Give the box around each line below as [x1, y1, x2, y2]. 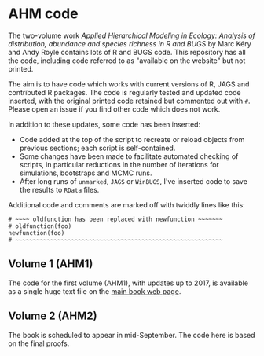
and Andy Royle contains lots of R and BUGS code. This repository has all [8, 47, 246, 57]
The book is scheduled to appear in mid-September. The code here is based [8, 330, 255, 339]
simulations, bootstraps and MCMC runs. [19, 168, 152, 178]
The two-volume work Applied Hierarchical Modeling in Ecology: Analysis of [8, 31, 255, 40]
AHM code [8, 5, 79, 23]
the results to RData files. [19, 185, 100, 194]
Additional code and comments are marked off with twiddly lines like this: [8, 200, 245, 209]
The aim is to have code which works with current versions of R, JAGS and [8, 79, 250, 89]
